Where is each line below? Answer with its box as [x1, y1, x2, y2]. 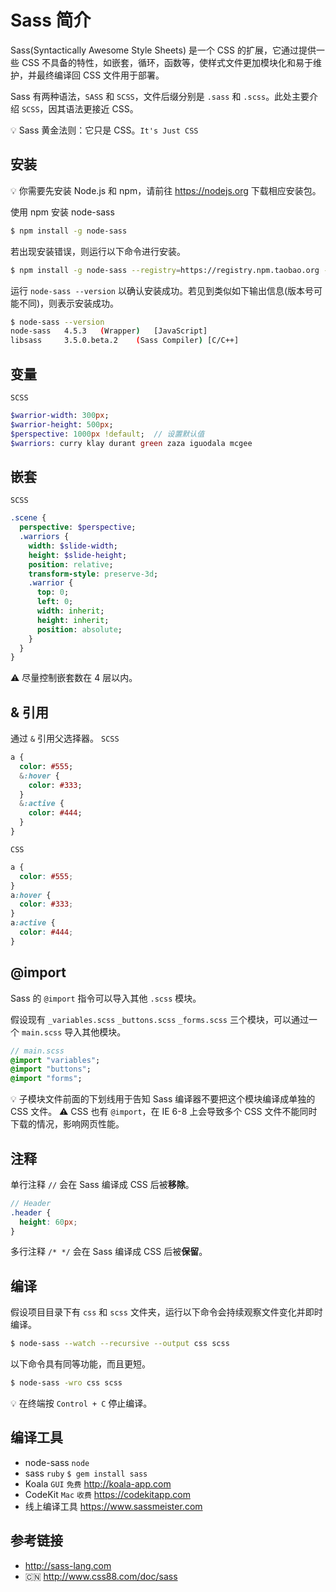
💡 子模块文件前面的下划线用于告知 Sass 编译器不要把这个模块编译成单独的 [10, 1093, 316, 1105]
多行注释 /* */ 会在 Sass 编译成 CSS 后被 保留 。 [10, 1246, 208, 1258]
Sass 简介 [10, 9, 92, 32]
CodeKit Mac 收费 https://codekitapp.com [24, 1488, 191, 1500]
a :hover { [10, 890, 52, 900]
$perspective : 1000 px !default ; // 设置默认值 [10, 429, 205, 439]
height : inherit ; [36, 615, 110, 625]
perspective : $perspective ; [19, 522, 137, 533]
